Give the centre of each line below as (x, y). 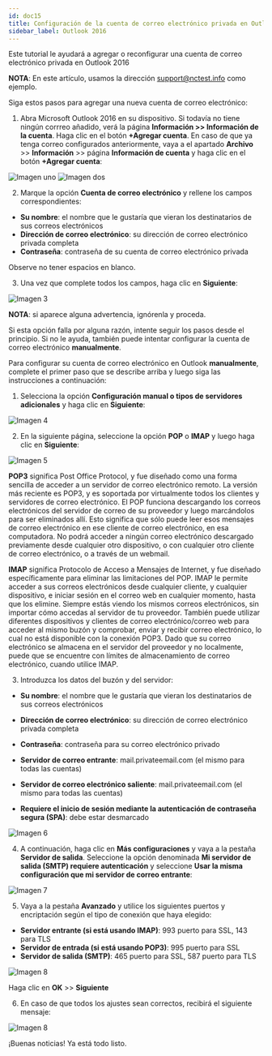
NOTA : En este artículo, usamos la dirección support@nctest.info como (127, 79)
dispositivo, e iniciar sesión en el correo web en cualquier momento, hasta (132, 595)
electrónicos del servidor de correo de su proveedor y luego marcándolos (132, 511)
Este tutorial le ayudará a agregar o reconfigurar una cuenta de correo (125, 54)
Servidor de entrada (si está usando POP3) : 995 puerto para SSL (130, 948)
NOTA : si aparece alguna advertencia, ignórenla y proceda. (107, 315)
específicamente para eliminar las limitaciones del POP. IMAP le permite (128, 578)
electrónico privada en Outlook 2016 (69, 62)
